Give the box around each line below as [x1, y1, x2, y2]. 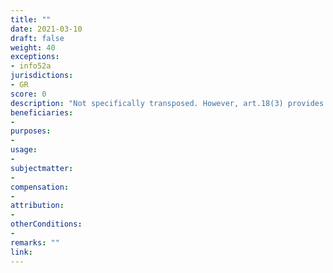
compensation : [10, 182, 70, 192]
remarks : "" [10, 237, 60, 248]
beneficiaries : [10, 107, 74, 118]
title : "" [10, 14, 52, 25]
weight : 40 [10, 42, 56, 53]
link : [10, 247, 33, 257]
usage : [10, 145, 38, 155]
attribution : [10, 201, 65, 211]
